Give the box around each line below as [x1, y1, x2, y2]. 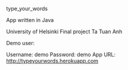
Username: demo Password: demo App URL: [6, 51, 116, 58]
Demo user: [6, 40, 35, 46]
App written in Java [6, 17, 54, 23]
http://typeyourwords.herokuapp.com [6, 58, 99, 64]
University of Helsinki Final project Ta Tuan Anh [6, 28, 123, 35]
